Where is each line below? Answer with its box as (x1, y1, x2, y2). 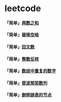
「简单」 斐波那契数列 (4, 80, 47, 85)
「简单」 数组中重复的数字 (4, 68, 56, 74)
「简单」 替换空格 (4, 32, 39, 38)
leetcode (4, 3, 41, 14)
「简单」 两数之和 (4, 20, 39, 26)
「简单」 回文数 (4, 44, 35, 50)
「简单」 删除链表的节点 (4, 92, 52, 98)
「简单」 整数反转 (4, 56, 39, 62)
